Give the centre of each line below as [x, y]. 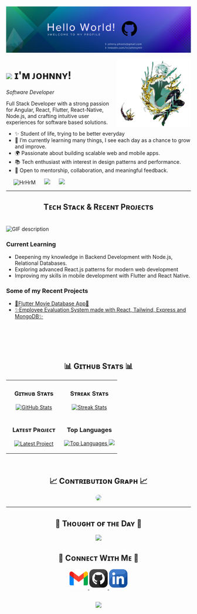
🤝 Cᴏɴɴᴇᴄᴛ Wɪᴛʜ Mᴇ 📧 [98, 558]
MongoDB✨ [29, 316]
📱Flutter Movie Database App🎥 [52, 303]
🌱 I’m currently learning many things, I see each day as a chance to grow [102, 140]
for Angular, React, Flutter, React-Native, [55, 110]
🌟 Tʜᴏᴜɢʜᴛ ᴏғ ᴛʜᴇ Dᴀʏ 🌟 [98, 523]
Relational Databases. [41, 263]
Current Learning [31, 244]
